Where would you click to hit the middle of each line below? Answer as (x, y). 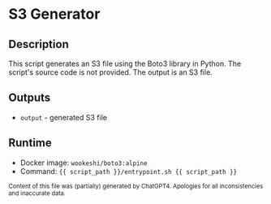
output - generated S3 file (64, 117)
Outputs (30, 98)
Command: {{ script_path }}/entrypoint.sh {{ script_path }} (129, 171)
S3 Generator (54, 14)
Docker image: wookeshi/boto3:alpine (84, 163)
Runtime (30, 143)
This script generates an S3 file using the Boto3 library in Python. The (125, 63)
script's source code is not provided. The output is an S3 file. (110, 72)
